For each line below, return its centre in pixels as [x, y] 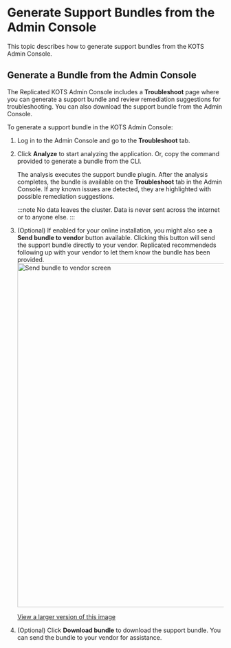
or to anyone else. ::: [46, 217]
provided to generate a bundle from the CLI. [79, 161]
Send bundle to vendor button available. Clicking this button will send [116, 237]
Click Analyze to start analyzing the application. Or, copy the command [118, 153]
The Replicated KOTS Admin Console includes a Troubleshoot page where [113, 91]
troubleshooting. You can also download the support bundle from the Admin [114, 106]
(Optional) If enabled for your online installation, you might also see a [115, 230]
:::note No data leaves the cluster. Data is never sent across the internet [118, 209]
